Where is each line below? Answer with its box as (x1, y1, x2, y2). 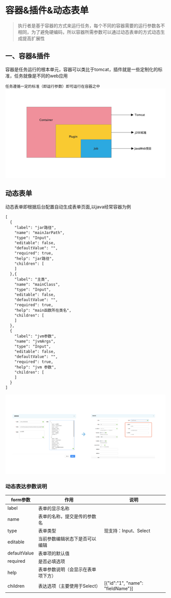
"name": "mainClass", (14, 282, 60, 287)
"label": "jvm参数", (14, 333, 56, 339)
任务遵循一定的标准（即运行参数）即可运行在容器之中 (5, 84, 100, 89)
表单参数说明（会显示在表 (38, 566, 92, 572)
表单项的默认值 (38, 550, 70, 556)
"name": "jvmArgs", (14, 338, 56, 344)
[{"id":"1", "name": (104, 580, 144, 586)
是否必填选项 (38, 558, 65, 564)
